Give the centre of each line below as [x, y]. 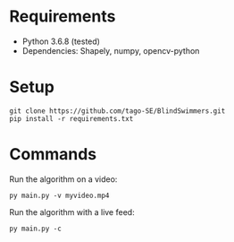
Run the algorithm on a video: [63, 179]
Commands [53, 155]
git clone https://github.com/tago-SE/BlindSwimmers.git [117, 111]
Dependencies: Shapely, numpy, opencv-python [111, 50]
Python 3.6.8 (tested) [61, 41]
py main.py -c [36, 229]
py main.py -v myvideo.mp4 [59, 195]
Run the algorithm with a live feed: [72, 212]
